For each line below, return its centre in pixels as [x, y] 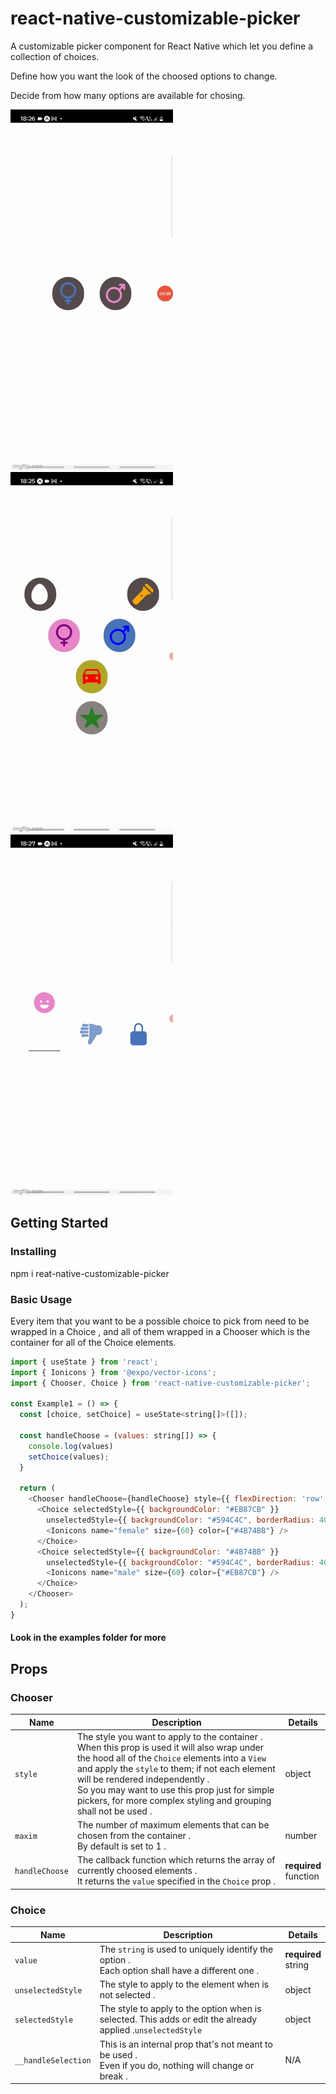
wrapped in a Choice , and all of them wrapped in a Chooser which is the [160, 1331]
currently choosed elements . [137, 1871]
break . [113, 2076]
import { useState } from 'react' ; [84, 1362]
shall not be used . [114, 1811]
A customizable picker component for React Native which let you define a [162, 46]
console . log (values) [71, 1446]
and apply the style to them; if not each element [176, 1768]
